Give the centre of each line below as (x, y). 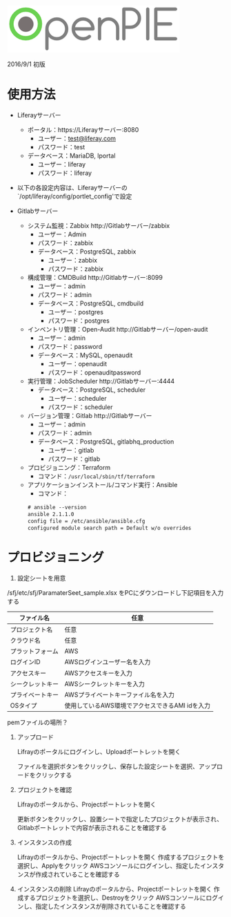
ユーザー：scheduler (77, 398)
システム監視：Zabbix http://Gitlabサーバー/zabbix (99, 225)
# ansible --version (57, 507)
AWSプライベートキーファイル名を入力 (119, 695)
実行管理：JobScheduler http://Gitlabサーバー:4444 (101, 381)
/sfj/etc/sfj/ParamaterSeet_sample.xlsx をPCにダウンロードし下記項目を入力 (115, 592)
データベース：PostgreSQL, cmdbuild (91, 303)
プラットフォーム (34, 651)
